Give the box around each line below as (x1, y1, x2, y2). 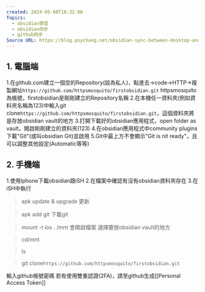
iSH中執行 (6, 184, 32, 192)
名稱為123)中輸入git (16, 101, 67, 109)
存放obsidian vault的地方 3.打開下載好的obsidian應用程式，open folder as (11, 117, 196, 124)
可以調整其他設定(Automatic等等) (6, 140, 90, 147)
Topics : (6, 15, 26, 21)
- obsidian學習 (12, 20, 49, 26)
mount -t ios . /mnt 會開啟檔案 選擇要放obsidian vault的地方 (21, 224, 171, 231)
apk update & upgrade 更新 (21, 197, 90, 205)
